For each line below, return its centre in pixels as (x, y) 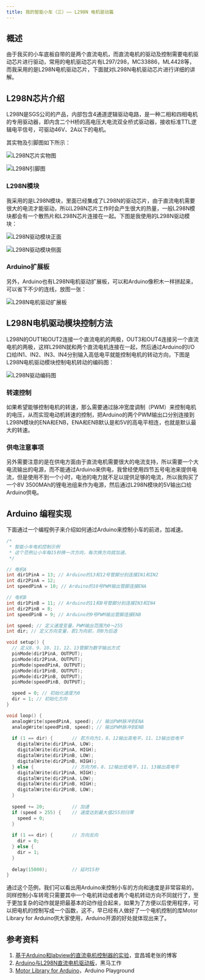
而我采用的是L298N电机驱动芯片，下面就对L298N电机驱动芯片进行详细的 (98, 70)
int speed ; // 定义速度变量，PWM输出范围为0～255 (65, 625)
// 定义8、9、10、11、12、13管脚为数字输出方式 (66, 648)
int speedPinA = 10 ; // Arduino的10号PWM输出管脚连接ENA (77, 586)
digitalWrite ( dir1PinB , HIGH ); (57, 784)
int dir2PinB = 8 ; (30, 609)
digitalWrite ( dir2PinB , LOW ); (56, 790)
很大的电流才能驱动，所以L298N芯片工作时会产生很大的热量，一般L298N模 (101, 208)
